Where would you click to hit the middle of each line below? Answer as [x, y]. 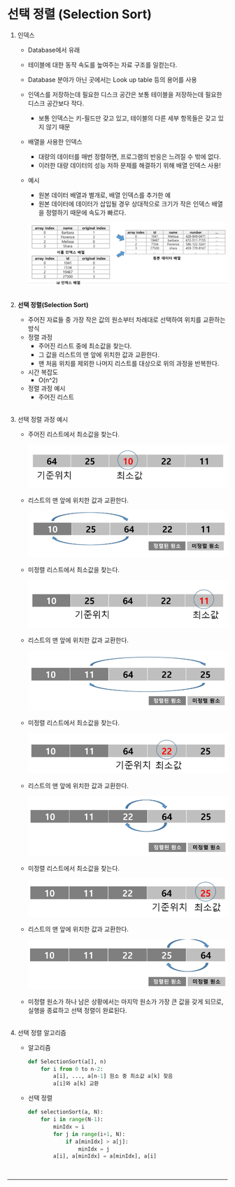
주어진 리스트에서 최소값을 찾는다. [74, 434]
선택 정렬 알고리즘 [42, 1032]
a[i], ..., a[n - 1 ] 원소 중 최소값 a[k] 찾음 [113, 1076]
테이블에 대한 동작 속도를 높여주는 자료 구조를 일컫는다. [102, 64]
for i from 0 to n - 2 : [72, 1069]
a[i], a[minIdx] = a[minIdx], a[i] [105, 1156]
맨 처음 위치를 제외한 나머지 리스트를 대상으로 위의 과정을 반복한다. [129, 363]
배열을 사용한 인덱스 [55, 141]
